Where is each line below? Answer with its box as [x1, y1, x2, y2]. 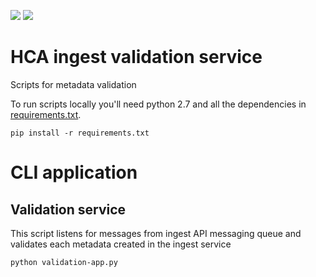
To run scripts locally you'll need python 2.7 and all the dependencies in [10, 98, 307, 110]
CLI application [10, 161, 138, 184]
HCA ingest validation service [10, 46, 263, 69]
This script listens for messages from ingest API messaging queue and [10, 227, 302, 239]
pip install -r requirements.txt [10, 128, 150, 138]
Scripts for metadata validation [10, 78, 137, 90]
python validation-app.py [10, 257, 118, 267]
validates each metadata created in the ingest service [10, 238, 232, 250]
